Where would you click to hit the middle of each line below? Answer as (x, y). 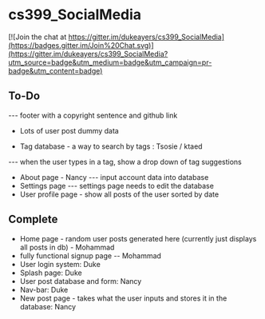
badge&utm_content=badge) (55, 70)
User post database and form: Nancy (81, 281)
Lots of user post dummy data (69, 130)
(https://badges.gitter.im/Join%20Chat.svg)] (81, 45)
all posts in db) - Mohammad (67, 247)
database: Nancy (48, 306)
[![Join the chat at (38, 37)
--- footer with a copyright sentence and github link (93, 115)
